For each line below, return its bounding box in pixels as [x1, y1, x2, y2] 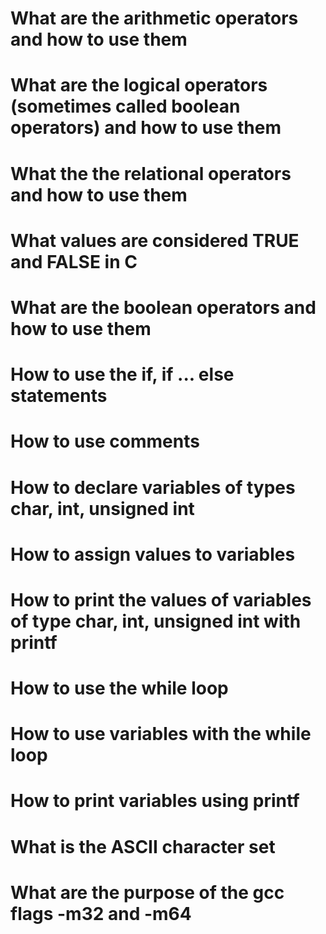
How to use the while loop [10, 677, 229, 700]
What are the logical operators [10, 74, 268, 97]
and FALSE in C [10, 250, 138, 273]
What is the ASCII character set [10, 835, 276, 858]
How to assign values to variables [10, 543, 296, 566]
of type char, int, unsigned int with [10, 610, 302, 632]
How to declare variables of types [10, 476, 296, 499]
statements [10, 385, 108, 407]
